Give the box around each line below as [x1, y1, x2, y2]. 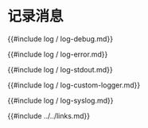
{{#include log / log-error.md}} [7, 49, 108, 59]
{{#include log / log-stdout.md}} [7, 64, 113, 74]
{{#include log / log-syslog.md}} [7, 95, 114, 105]
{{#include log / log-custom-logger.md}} [7, 80, 141, 90]
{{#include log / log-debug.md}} [7, 33, 113, 44]
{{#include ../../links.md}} [7, 111, 91, 120]
